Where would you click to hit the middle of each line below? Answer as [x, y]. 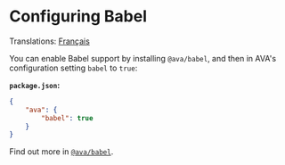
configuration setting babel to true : [73, 68]
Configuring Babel [78, 16]
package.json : [35, 85]
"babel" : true [67, 118]
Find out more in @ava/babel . [61, 152]
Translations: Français [50, 41]
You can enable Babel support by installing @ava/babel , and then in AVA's [143, 58]
